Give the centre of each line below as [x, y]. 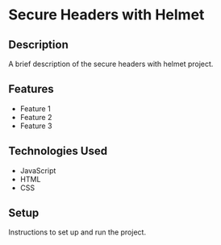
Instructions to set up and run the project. [77, 232]
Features [31, 89]
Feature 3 [36, 126]
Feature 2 [36, 117]
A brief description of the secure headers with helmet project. [111, 64]
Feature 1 [35, 108]
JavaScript [38, 170]
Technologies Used [58, 151]
